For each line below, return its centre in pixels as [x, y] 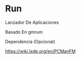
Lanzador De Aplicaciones [32, 22]
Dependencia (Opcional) [30, 41]
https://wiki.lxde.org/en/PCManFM [40, 51]
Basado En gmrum [24, 32]
